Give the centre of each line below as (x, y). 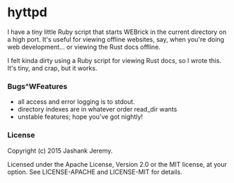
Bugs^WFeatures (37, 86)
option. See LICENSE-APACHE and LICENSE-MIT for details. (95, 172)
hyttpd (27, 12)
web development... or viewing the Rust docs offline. (84, 47)
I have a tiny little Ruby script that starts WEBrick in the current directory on (117, 32)
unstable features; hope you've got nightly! (80, 117)
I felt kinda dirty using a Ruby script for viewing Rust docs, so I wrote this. (115, 60)
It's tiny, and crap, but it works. (52, 68)
